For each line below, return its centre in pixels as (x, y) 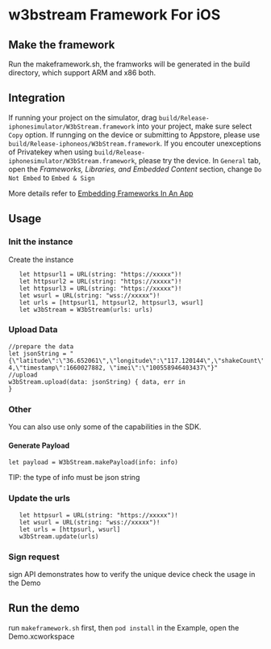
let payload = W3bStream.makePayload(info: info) (94, 462)
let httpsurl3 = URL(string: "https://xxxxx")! (100, 289)
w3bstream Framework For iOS (115, 15)
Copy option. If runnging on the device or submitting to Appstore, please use (134, 134)
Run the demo (44, 608)
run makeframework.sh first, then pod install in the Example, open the (124, 627)
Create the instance (41, 259)
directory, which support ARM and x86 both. (82, 73)
